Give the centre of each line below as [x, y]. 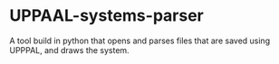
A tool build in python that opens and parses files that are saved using [139, 41]
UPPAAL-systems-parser [106, 16]
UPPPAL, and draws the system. [69, 50]
